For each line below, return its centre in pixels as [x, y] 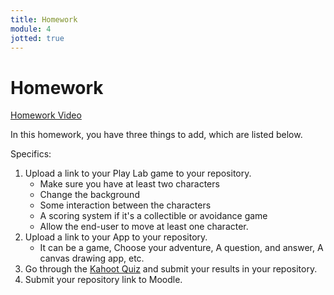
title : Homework [44, 19]
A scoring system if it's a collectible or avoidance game [153, 216]
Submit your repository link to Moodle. [103, 280]
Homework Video [46, 115]
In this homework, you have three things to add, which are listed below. [156, 135]
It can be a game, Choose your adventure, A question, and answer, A [181, 248]
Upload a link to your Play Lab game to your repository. [138, 173]
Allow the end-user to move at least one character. [144, 227]
